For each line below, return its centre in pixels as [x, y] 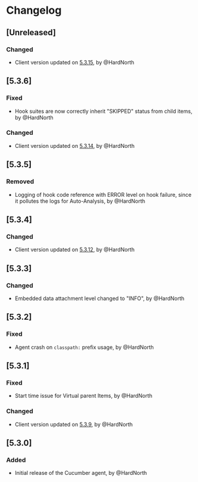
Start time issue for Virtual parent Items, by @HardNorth [84, 396]
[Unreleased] [31, 33]
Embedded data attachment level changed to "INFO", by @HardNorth [100, 298]
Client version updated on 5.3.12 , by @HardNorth [75, 250]
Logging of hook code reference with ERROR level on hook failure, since [103, 194]
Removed [20, 181]
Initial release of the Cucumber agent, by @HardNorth [81, 473]
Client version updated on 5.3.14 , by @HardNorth [75, 146]
